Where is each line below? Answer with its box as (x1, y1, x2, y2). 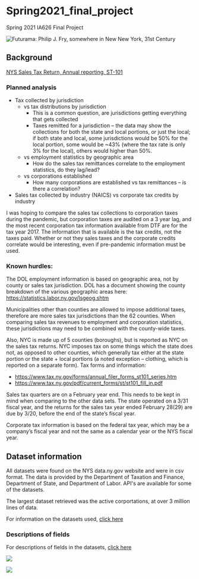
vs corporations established (23, 172, 92, 180)
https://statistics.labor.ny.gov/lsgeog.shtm (6, 294, 109, 301)
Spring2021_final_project (6, 4, 134, 18)
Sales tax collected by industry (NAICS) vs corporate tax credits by (14, 191, 179, 199)
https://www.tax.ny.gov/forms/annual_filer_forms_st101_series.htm (14, 373, 177, 380)
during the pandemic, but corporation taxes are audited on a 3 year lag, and (6, 216, 192, 223)
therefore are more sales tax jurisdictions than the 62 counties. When (6, 312, 176, 319)
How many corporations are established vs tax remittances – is (32, 179, 187, 186)
